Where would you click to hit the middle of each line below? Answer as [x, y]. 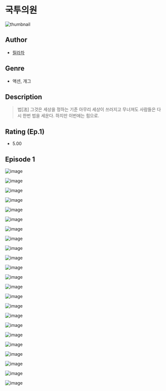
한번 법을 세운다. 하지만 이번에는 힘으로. [61, 116]
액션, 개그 [22, 81]
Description [24, 97]
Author [16, 40]
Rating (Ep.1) [25, 131]
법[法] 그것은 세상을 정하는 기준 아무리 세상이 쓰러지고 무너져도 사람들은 [86, 109]
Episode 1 [20, 159]
